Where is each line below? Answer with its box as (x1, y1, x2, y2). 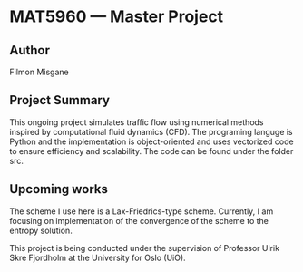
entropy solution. (9, 225, 73, 236)
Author (9, 43, 50, 58)
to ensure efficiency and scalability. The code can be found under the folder (9, 145, 294, 156)
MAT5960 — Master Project (9, 6, 224, 27)
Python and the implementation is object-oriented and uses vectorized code (9, 136, 294, 147)
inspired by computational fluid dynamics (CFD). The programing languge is (9, 126, 293, 137)
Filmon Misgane (9, 66, 70, 77)
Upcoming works (9, 181, 109, 197)
